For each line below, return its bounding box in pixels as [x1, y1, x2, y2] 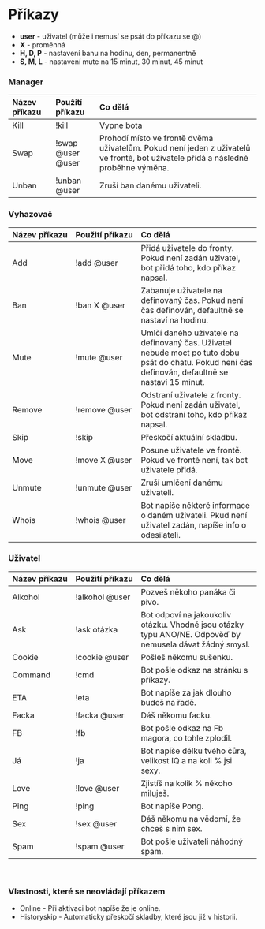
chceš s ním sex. [140, 823, 203, 834]
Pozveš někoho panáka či [140, 586, 236, 597]
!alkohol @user [75, 591, 131, 603]
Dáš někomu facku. [140, 710, 213, 721]
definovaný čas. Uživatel [140, 337, 233, 348]
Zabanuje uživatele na [140, 285, 222, 296]
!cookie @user [75, 651, 129, 662]
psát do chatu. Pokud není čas [140, 356, 253, 367]
